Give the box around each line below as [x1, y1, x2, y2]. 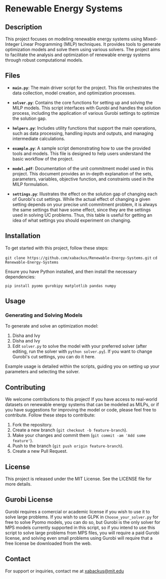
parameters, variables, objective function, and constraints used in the [12, 176, 155, 182]
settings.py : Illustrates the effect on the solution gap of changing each [12, 191, 158, 197]
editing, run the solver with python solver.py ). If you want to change [12, 348, 153, 354]
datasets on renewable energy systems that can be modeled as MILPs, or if [5, 402, 160, 408]
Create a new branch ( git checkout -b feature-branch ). [12, 427, 128, 433]
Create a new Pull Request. [12, 448, 68, 454]
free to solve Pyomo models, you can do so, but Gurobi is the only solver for [5, 519, 161, 525]
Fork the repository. [12, 422, 53, 428]
